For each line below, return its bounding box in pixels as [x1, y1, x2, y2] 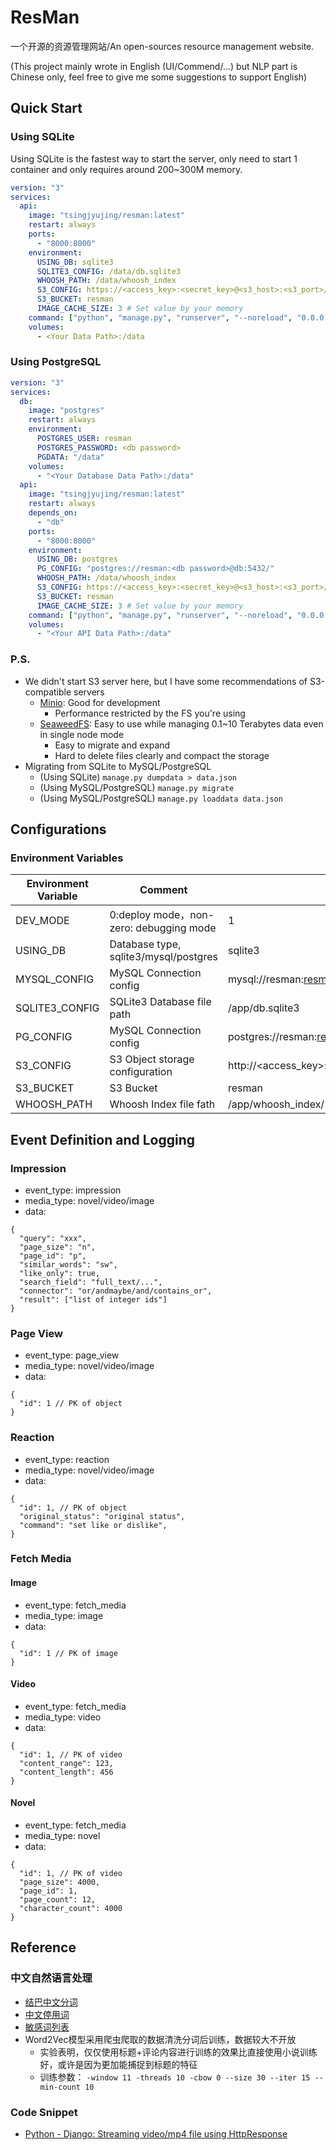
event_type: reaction [24, 1453, 110, 1465]
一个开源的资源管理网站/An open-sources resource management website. [10, 40, 315, 52]
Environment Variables [10, 851, 124, 865]
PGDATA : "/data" [36, 452, 105, 462]
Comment [139, 883, 188, 897]
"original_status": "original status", [19, 1511, 186, 1521]
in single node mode [39, 728, 125, 740]
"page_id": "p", [19, 1251, 87, 1261]
